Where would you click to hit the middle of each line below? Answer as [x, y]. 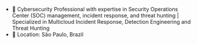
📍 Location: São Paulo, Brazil [48, 34]
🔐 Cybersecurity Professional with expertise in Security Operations [95, 9]
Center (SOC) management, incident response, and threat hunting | [95, 15]
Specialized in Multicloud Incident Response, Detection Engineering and [101, 22]
